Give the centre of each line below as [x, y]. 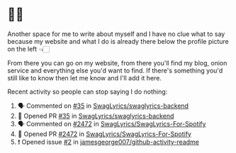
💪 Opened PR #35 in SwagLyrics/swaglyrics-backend [96, 116]
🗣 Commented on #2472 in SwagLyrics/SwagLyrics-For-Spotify [112, 123]
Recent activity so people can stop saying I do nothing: [88, 92]
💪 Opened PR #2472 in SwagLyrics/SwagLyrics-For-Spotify [104, 134]
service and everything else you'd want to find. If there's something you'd [115, 71]
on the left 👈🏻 [28, 49]
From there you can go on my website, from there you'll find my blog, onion [117, 63]
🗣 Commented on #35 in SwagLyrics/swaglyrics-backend [103, 106]
